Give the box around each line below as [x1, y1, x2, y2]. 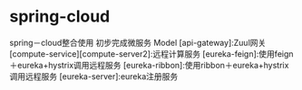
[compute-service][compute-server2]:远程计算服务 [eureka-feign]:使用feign [9, 48, 294, 59]
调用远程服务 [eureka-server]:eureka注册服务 [9, 70, 179, 82]
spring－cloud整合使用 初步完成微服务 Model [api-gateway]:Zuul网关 [9, 37, 267, 48]
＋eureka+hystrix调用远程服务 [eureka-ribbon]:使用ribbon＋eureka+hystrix [9, 59, 289, 70]
